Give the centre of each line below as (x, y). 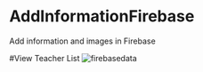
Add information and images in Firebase (82, 41)
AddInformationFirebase (102, 16)
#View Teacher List (45, 58)
